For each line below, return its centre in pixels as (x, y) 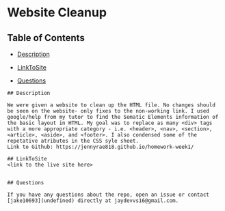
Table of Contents (46, 38)
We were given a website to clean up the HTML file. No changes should (111, 105)
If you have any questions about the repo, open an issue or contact (108, 195)
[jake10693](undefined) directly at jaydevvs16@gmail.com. (93, 201)
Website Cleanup (57, 13)
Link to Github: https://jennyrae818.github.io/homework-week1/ (101, 147)
